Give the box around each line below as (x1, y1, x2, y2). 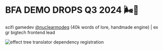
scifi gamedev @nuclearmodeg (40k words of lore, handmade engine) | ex (5, 24, 159, 30)
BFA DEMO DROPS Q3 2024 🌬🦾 (5, 4, 139, 16)
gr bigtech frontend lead (5, 29, 55, 35)
